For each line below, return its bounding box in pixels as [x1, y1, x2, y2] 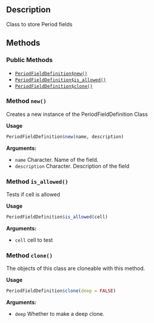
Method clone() [6, 251, 53, 259]
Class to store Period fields [6, 20, 73, 27]
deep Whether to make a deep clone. [14, 310, 104, 318]
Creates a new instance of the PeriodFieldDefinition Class [6, 110, 148, 118]
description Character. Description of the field [14, 162, 130, 170]
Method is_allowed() [6, 177, 69, 186]
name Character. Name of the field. [14, 156, 98, 163]
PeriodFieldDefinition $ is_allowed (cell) [6, 214, 109, 220]
